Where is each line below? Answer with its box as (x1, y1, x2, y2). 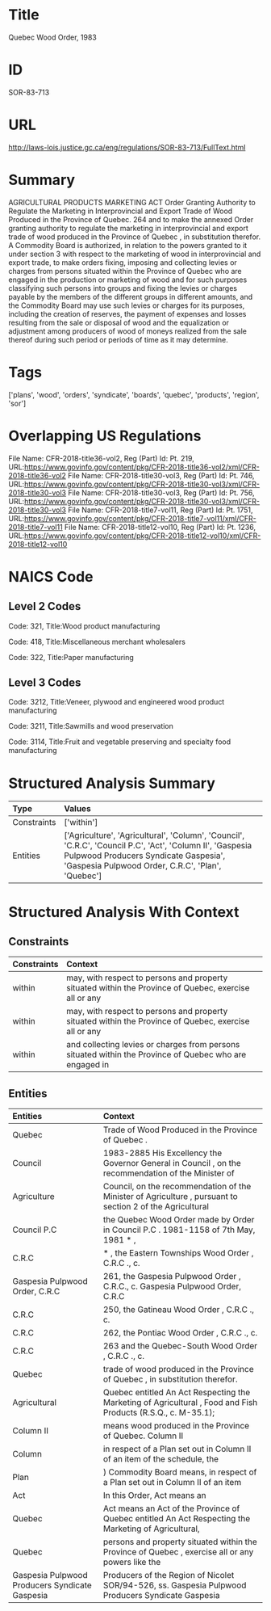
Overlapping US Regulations (8, 427, 202, 445)
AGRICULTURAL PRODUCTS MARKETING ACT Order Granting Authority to (8, 197, 256, 207)
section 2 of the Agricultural (102, 1201, 210, 1213)
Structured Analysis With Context (8, 902, 240, 921)
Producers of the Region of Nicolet (102, 1570, 235, 1581)
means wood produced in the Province (102, 1420, 250, 1432)
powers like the (102, 1557, 161, 1568)
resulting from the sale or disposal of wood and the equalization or (8, 318, 230, 327)
